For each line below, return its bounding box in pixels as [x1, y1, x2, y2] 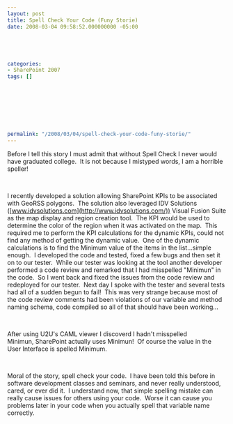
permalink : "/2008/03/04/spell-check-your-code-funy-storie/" [7, 130, 191, 138]
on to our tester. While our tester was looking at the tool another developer [7, 259, 223, 267]
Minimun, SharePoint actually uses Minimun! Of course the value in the [7, 338, 212, 346]
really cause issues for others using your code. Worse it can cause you [7, 394, 212, 402]
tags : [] [7, 73, 33, 80]
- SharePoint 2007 [7, 67, 61, 74]
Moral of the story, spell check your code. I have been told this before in [7, 372, 216, 380]
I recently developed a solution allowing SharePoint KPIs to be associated [7, 192, 218, 200]
